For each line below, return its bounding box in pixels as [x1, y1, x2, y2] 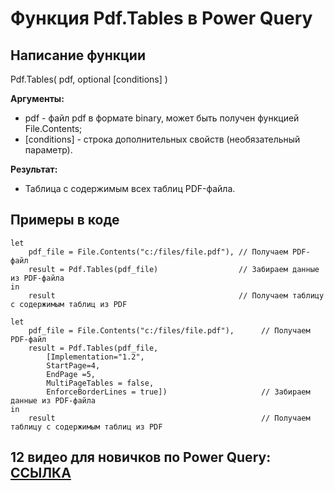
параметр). [24, 144, 73, 156]
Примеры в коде [10, 212, 120, 229]
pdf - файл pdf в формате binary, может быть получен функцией [24, 112, 300, 124]
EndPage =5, [46, 369, 97, 379]
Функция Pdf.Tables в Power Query [10, 7, 313, 30]
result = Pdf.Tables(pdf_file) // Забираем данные [28, 264, 320, 274]
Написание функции [10, 47, 146, 64]
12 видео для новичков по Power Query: [10, 449, 272, 466]
